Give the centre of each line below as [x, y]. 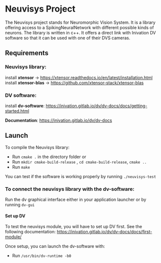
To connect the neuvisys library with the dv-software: [70, 189]
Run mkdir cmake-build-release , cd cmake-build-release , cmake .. [79, 162]
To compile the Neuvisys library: [37, 147]
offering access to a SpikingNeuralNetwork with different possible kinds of [80, 27]
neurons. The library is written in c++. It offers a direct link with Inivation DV [80, 33]
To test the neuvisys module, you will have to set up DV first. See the [73, 227]
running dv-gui [20, 205]
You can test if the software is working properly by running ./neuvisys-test [80, 176]
